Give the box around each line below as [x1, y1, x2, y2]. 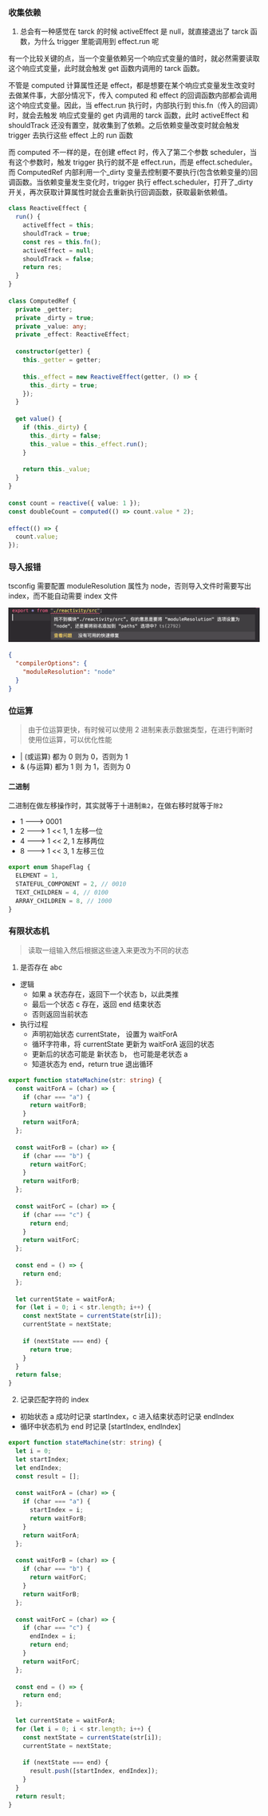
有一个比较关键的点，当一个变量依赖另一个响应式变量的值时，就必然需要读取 [8, 54, 260, 63]
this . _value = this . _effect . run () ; [29, 440, 148, 448]
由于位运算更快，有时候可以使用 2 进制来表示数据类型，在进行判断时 [27, 725, 254, 735]
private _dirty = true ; [15, 314, 94, 322]
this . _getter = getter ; [22, 356, 102, 364]
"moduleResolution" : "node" [22, 668, 116, 676]
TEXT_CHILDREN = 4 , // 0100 [15, 888, 109, 896]
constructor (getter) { [15, 347, 91, 356]
